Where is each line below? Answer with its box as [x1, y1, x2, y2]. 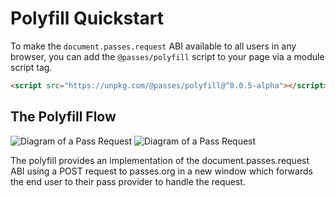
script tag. [10, 61, 53, 73]
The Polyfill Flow [10, 108, 117, 126]
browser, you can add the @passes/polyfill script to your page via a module [10, 50, 325, 62]
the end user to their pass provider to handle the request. [10, 175, 246, 187]
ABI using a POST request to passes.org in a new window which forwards [10, 165, 313, 177]
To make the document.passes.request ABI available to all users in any [10, 40, 297, 52]
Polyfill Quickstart [10, 7, 165, 30]
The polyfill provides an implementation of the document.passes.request [10, 154, 310, 166]
